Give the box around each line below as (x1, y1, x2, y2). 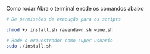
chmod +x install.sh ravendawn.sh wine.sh (6, 26, 113, 33)
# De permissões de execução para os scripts (6, 16, 121, 22)
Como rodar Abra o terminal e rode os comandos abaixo (6, 5, 144, 12)
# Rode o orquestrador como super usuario (6, 38, 113, 43)
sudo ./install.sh (6, 43, 52, 49)
